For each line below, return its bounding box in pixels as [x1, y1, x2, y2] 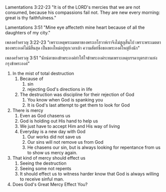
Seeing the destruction [19, 160, 67, 166]
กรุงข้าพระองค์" [5, 61, 30, 66]
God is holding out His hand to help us [19, 118, 98, 124]
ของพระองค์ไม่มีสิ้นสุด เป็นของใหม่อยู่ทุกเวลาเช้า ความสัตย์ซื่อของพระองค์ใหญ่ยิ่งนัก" [5, 45, 140, 51]
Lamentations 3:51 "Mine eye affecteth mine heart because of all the [5, 24, 145, 30]
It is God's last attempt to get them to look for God [27, 102, 130, 108]
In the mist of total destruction [12, 71, 75, 76]
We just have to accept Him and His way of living [19, 123, 120, 129]
